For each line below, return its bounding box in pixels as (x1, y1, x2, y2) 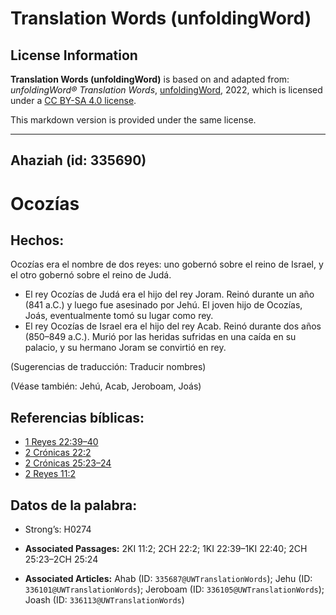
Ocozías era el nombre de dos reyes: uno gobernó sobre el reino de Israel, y (10, 258, 324, 271)
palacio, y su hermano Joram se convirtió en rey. (24, 342, 227, 354)
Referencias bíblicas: (10, 409, 145, 426)
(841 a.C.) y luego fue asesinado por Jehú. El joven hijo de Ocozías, (24, 299, 303, 311)
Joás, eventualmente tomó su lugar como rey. (24, 310, 214, 322)
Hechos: (10, 232, 65, 249)
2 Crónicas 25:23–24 (24, 457, 112, 469)
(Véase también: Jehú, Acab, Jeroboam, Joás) (10, 380, 202, 392)
